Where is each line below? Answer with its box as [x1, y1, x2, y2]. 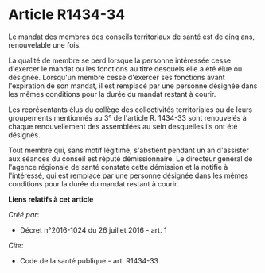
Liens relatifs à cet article [8, 194, 94, 204]
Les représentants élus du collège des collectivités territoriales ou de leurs [8, 105, 253, 114]
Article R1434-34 [8, 6, 126, 24]
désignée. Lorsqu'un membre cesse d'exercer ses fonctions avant [8, 72, 225, 82]
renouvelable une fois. [8, 40, 81, 49]
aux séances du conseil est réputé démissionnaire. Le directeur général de [8, 153, 253, 163]
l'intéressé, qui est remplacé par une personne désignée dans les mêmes [8, 171, 249, 180]
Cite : [8, 240, 24, 250]
